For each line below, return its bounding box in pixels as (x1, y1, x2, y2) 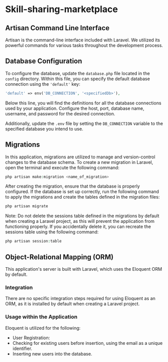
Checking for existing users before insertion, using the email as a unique (12, 340, 163, 346)
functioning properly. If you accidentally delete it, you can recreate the (5, 223, 151, 230)
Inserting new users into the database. (12, 350, 93, 356)
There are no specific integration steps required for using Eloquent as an (5, 295, 156, 301)
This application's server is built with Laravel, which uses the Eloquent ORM (5, 266, 162, 272)
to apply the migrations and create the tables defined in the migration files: (5, 194, 160, 200)
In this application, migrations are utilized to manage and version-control (5, 154, 155, 160)
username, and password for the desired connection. (5, 110, 116, 116)
